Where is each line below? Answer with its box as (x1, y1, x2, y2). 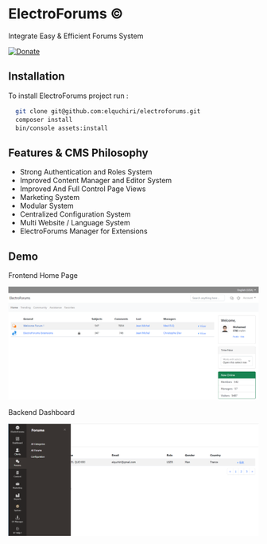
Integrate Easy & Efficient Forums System (8, 31, 144, 41)
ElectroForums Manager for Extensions (19, 226, 149, 236)
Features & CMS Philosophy (8, 146, 149, 159)
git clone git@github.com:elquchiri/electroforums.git (15, 107, 201, 115)
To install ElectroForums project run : (8, 91, 129, 100)
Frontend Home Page (8, 271, 78, 280)
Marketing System (19, 193, 80, 202)
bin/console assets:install (15, 124, 109, 132)
